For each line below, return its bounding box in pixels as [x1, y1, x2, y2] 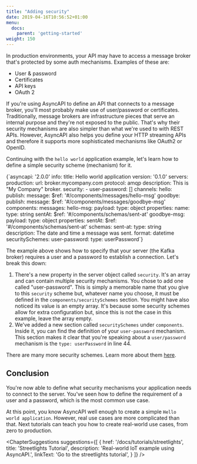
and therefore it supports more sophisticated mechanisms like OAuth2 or [6, 138, 182, 144]
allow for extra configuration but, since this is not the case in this [14, 309, 172, 315]
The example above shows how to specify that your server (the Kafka [6, 247, 175, 254]
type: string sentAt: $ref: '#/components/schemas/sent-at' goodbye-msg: [6, 210, 185, 218]
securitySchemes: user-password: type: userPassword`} [6, 236, 143, 242]
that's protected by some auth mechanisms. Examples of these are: [6, 58, 169, 65]
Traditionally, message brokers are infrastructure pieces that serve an [6, 113, 175, 120]
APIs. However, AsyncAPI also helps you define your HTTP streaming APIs [6, 131, 186, 139]
